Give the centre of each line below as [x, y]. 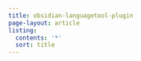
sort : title [35, 45]
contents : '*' [39, 38]
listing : [23, 30]
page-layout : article [44, 23]
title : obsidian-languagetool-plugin [71, 15]
